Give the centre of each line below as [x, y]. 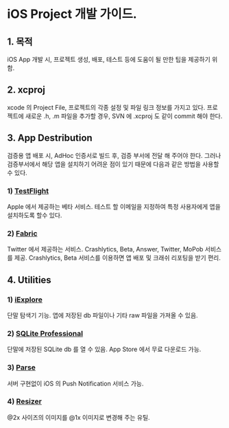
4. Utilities [29, 280]
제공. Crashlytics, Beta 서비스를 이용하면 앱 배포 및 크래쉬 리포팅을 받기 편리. [117, 258]
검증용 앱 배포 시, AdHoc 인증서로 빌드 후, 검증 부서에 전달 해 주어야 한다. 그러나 [114, 155]
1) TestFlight [28, 191]
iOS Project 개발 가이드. [72, 14]
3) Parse [22, 368]
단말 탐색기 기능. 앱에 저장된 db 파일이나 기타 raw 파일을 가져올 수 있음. [103, 315]
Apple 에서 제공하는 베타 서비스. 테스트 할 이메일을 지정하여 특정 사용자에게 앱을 [114, 206]
